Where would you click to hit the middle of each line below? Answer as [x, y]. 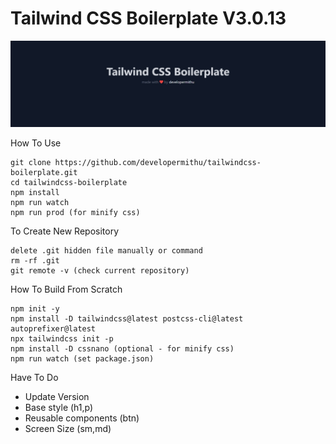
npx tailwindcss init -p [62, 338]
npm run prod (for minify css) [75, 212]
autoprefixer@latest [53, 328]
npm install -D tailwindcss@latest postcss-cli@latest [127, 318]
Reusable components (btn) [82, 418]
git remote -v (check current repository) [100, 270]
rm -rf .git [35, 260]
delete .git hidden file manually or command [106, 250]
